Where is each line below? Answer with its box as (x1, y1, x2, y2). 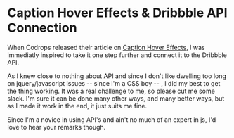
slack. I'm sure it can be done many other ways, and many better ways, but (7, 94, 225, 103)
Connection (7, 20, 77, 36)
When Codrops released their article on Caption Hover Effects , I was (7, 43, 205, 51)
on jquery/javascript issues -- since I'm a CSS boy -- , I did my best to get (7, 79, 221, 87)
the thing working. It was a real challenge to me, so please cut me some (7, 87, 216, 95)
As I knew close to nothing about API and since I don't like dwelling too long (7, 72, 227, 80)
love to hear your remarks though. (7, 123, 106, 131)
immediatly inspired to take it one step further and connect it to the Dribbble (7, 51, 227, 59)
